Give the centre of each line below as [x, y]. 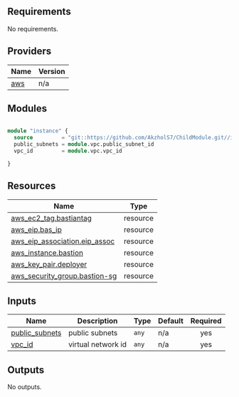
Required [206, 321]
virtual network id [97, 344]
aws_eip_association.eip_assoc [63, 241]
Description [97, 321]
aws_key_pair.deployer [49, 264]
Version [52, 71]
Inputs [22, 301]
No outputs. [25, 387]
